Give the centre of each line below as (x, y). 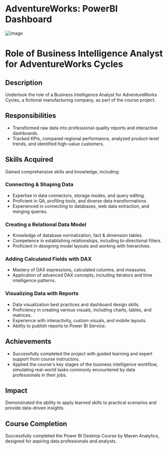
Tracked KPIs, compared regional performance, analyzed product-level (85, 138)
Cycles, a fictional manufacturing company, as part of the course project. (80, 100)
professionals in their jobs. (40, 375)
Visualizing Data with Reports (42, 294)
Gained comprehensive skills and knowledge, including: (62, 171)
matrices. (22, 315)
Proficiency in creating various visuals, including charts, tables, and (82, 310)
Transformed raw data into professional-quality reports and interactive (85, 128)
